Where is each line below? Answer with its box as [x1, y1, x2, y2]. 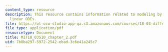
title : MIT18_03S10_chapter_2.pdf [5, 35, 77, 40]
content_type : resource [5, 7, 55, 12]
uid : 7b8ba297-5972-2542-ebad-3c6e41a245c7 [5, 40, 97, 45]
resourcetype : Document [5, 30, 55, 35]
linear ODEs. [9, 16, 37, 21]
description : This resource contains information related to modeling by [5, 12, 162, 17]
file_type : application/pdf [5, 26, 64, 31]
